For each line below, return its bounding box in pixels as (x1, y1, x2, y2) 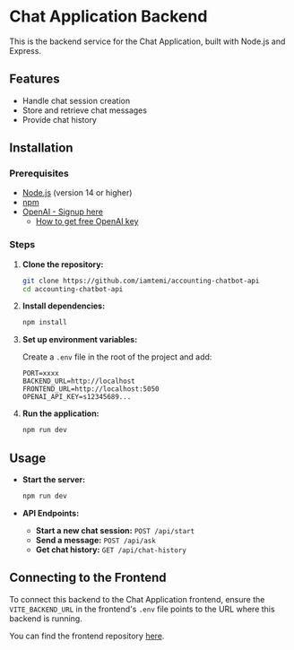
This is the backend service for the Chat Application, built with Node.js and (9, 36, 286, 47)
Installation (9, 141, 73, 156)
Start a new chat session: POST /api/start (35, 524, 195, 535)
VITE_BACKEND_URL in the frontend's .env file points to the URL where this (9, 603, 275, 614)
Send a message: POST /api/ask (35, 534, 157, 545)
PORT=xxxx (22, 369, 60, 378)
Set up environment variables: (22, 334, 138, 345)
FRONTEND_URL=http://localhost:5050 (22, 385, 160, 394)
